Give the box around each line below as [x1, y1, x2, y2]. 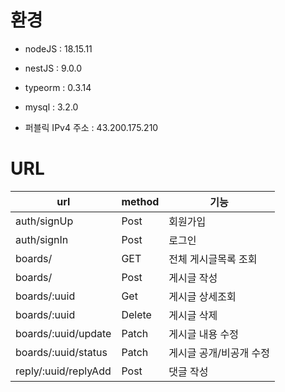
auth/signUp [15, 214, 74, 228]
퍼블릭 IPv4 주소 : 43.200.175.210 [24, 121, 159, 133]
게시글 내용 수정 [168, 327, 239, 341]
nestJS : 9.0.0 [24, 62, 83, 74]
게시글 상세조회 [168, 289, 237, 303]
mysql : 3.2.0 [24, 101, 79, 113]
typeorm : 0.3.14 [24, 81, 92, 93]
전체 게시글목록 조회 [168, 252, 258, 266]
